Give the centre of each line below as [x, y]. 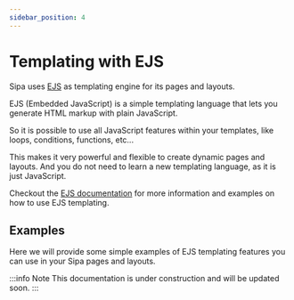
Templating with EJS [87, 61]
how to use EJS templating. [59, 202]
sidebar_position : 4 [48, 17]
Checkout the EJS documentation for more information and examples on [142, 193]
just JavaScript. [38, 175]
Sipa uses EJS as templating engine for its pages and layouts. [122, 86]
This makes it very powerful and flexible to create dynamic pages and [137, 157]
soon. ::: [24, 288]
